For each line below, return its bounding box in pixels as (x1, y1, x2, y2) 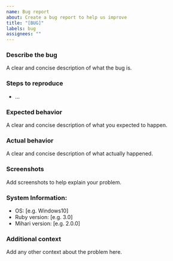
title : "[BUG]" (6, 20, 44, 26)
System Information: (6, 193, 68, 202)
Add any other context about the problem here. (6, 248, 123, 256)
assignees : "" (6, 31, 42, 37)
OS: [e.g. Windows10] (14, 207, 69, 214)
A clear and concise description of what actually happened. (6, 150, 153, 157)
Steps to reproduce (6, 79, 63, 87)
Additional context (6, 235, 62, 243)
